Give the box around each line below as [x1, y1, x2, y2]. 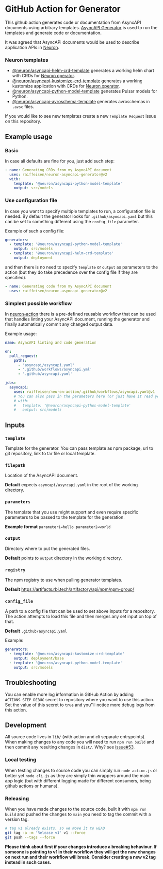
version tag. [5, 816, 29, 822]
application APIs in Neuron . [5, 44, 60, 50]
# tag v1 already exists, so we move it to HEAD [5, 826, 105, 831]
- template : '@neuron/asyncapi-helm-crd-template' [9, 251, 114, 256]
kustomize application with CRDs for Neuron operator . [12, 83, 120, 89]
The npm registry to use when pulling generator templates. [5, 577, 123, 583]
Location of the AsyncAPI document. [5, 473, 79, 479]
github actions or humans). [5, 783, 59, 789]
